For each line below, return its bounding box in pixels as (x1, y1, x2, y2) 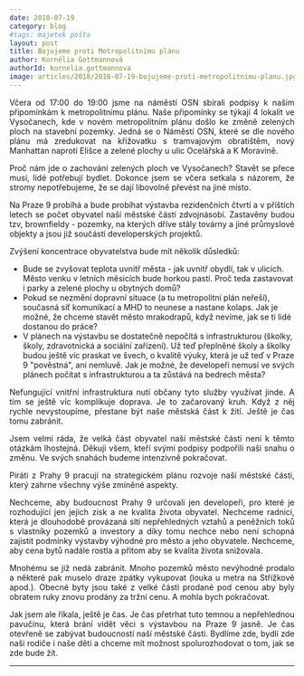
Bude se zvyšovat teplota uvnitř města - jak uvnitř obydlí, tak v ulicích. (22, 263, 284, 274)
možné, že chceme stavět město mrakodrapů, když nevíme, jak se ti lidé (22, 311, 292, 322)
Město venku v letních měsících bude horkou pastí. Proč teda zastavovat (22, 272, 294, 283)
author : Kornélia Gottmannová (9, 55, 124, 64)
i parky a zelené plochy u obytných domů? (22, 282, 181, 293)
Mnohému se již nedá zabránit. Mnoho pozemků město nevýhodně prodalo (9, 562, 295, 573)
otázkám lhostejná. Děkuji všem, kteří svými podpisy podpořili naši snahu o (9, 443, 295, 453)
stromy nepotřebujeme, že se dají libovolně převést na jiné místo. (9, 182, 252, 193)
